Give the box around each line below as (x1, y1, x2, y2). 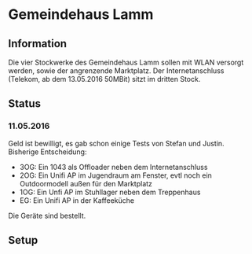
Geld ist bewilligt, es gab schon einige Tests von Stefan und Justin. (8, 138, 225, 148)
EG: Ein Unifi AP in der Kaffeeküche (19, 195, 135, 205)
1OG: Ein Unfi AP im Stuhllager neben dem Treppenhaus (19, 187, 201, 197)
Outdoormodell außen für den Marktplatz (19, 179, 153, 188)
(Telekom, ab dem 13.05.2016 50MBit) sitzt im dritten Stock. (8, 75, 201, 83)
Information (8, 37, 68, 50)
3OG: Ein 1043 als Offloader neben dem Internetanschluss (19, 162, 208, 171)
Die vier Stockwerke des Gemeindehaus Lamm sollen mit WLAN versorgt (8, 57, 244, 67)
